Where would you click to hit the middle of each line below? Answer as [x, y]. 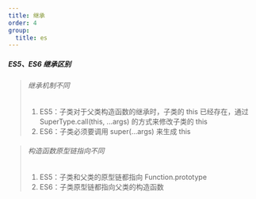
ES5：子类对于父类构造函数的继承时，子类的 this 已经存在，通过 [144, 111]
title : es [31, 38]
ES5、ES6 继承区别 [40, 63]
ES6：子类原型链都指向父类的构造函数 [101, 187]
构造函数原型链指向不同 [66, 151]
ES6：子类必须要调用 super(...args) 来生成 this [115, 131]
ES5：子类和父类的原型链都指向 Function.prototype [123, 177]
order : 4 [23, 23]
